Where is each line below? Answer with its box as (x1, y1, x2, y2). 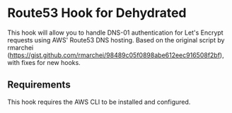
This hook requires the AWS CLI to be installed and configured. (7, 97, 191, 106)
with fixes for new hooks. (7, 58, 81, 66)
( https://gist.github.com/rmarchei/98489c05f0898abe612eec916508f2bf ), (7, 51, 224, 59)
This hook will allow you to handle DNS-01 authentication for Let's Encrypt (7, 28, 224, 37)
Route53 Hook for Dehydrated (7, 5, 187, 21)
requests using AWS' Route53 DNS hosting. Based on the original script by (7, 35, 225, 44)
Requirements (7, 79, 71, 91)
